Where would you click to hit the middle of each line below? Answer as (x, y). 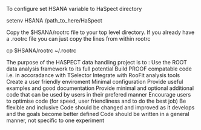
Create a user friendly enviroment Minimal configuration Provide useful (95, 82)
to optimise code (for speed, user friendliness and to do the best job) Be (96, 101)
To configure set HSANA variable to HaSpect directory (74, 9)
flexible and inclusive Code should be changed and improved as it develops (100, 108)
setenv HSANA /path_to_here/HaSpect (54, 20)
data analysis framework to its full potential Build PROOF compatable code (99, 69)
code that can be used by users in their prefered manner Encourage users (99, 94)
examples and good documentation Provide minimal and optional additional (100, 88)
